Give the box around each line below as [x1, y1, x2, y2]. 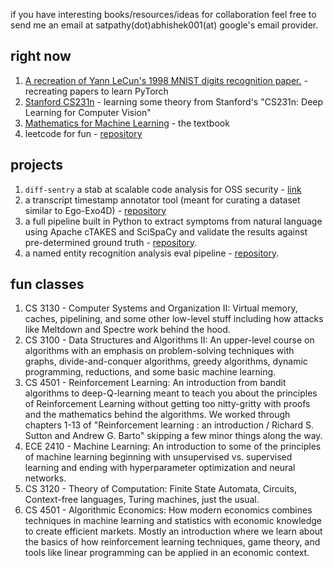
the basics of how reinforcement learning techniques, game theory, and [24, 536, 321, 548]
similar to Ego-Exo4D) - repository [24, 204, 167, 216]
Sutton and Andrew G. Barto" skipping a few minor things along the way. [24, 430, 323, 442]
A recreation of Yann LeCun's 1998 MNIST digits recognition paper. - [24, 74, 308, 86]
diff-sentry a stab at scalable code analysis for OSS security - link [24, 183, 302, 195]
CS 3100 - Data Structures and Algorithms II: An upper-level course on [24, 334, 315, 346]
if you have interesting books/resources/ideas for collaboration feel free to [10, 9, 317, 20]
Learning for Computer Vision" [24, 106, 152, 118]
